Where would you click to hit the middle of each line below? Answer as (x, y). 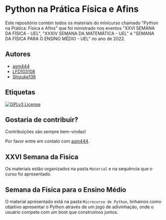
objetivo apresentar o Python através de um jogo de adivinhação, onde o (79, 207)
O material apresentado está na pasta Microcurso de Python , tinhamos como (83, 201)
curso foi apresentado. (28, 174)
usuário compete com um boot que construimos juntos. (62, 212)
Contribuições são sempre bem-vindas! (46, 132)
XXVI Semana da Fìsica (42, 157)
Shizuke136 (24, 77)
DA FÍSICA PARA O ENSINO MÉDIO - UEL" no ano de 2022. (65, 39)
